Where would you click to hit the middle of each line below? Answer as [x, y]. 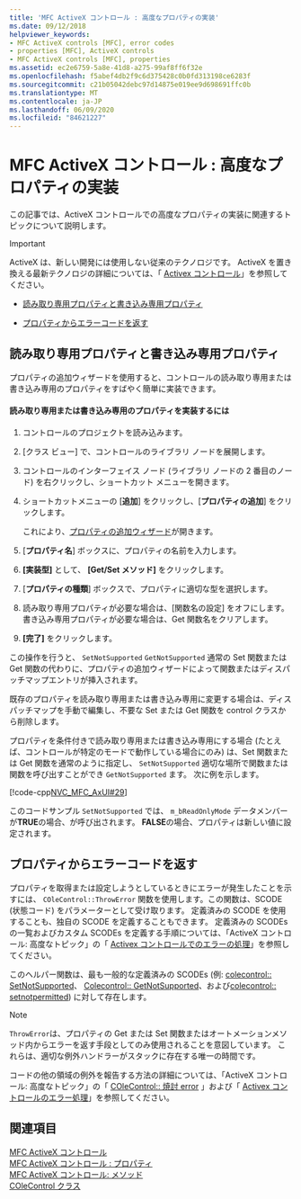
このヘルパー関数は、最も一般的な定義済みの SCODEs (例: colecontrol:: [141, 974]
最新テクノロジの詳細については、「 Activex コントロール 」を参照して [160, 273]
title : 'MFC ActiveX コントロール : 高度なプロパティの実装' [115, 18]
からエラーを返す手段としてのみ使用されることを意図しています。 [154, 1044]
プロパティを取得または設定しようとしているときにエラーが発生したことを [147, 888]
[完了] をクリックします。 [69, 639]
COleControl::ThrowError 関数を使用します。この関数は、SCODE [163, 899]
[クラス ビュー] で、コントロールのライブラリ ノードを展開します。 [146, 452]
